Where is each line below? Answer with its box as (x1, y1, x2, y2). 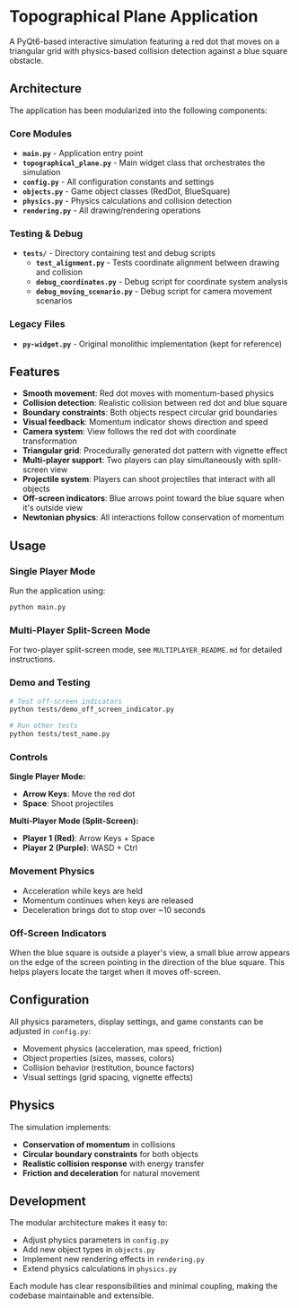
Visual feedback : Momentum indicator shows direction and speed (22, 417, 268, 427)
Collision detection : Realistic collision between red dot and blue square (22, 398, 288, 408)
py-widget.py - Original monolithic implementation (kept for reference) (22, 338, 283, 349)
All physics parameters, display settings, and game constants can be (9, 1016, 264, 1027)
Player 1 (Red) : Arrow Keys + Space (22, 833, 155, 844)
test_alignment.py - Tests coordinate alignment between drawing (35, 258, 280, 268)
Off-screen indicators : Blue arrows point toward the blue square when (22, 493, 285, 504)
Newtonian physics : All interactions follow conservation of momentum (22, 512, 285, 522)
